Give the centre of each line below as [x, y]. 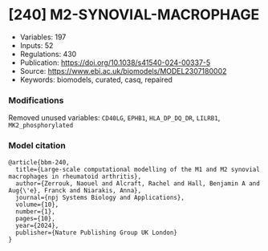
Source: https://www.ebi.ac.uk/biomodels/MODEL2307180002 [123, 71]
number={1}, [36, 211]
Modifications [36, 100]
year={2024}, [37, 225]
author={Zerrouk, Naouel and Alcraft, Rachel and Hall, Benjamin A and [138, 183]
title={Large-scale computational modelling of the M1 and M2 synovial [138, 169]
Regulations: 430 [48, 54]
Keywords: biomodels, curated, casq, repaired [96, 79]
